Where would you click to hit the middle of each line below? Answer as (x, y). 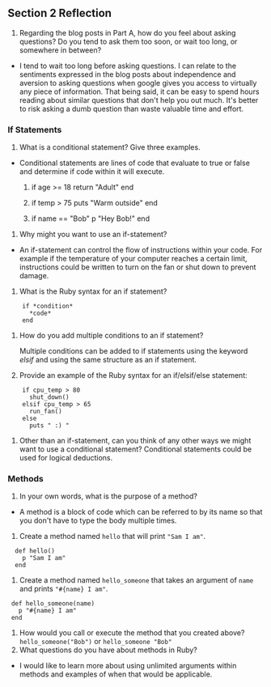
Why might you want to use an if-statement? (93, 235)
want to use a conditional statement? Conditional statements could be (135, 449)
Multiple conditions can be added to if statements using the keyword (133, 351)
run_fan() (45, 412)
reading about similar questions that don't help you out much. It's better (139, 100)
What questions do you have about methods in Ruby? (108, 650)
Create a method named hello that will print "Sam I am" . (112, 536)
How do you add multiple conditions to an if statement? (111, 336)
